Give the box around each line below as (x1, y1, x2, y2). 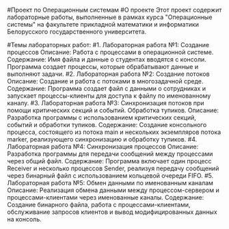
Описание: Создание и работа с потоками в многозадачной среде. (7, 77, 204, 85)
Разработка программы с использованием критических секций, (7, 113, 197, 122)
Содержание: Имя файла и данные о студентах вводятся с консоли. (7, 55, 206, 64)
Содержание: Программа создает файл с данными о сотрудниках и (7, 85, 206, 92)
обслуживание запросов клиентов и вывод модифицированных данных (7, 208, 217, 216)
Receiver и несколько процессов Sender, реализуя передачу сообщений (7, 164, 219, 172)
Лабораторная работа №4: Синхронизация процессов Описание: (7, 143, 199, 150)
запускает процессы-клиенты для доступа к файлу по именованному (7, 92, 211, 100)
